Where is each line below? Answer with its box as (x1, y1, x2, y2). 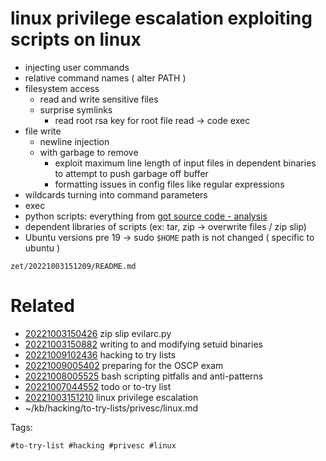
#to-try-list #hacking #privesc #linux (10, 440, 177, 451)
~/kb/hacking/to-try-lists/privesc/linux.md (24, 402, 199, 414)
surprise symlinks (39, 103, 113, 116)
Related (10, 295, 75, 317)
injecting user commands (24, 61, 130, 73)
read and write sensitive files (39, 93, 159, 105)
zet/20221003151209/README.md (10, 261, 137, 271)
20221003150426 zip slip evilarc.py (24, 327, 172, 339)
